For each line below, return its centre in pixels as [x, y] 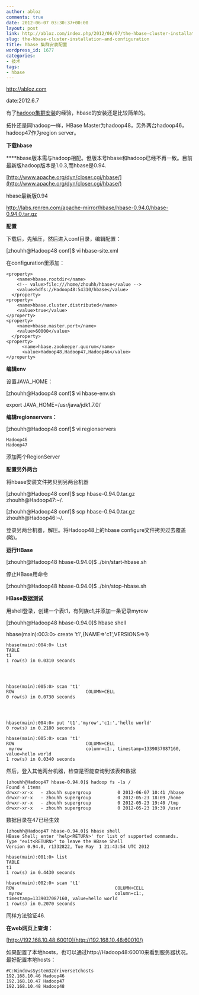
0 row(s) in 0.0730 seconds [41, 697]
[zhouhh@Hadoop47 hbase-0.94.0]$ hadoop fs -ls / [69, 782]
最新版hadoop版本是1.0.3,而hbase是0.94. [56, 165]
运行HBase [20, 550]
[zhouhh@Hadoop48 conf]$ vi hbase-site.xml [62, 251]
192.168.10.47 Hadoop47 [36, 981]
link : [13, 34]
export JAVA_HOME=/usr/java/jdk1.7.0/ [53, 405]
